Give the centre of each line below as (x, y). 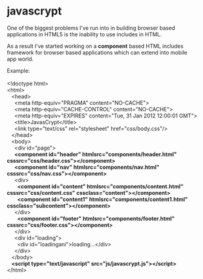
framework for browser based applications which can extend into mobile (97, 52)
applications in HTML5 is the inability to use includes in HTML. (84, 34)
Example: (18, 70)
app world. (20, 59)
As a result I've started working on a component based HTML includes (95, 46)
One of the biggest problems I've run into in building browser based (91, 28)
